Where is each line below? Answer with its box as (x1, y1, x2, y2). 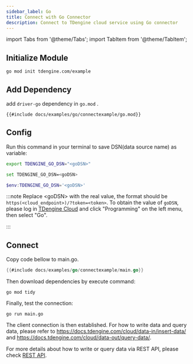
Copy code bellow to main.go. (6, 256, 79, 263)
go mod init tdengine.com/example (6, 68, 91, 74)
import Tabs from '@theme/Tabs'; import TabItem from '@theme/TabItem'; (6, 36, 188, 43)
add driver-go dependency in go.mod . (6, 100, 99, 107)
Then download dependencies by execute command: (6, 278, 136, 285)
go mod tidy (6, 290, 35, 296)
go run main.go (6, 311, 44, 317)
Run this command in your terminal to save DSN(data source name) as (6, 143, 177, 150)
